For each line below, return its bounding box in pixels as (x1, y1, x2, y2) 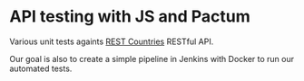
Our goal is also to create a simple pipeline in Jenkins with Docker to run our (9, 53, 295, 64)
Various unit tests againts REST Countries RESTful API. (9, 36, 214, 47)
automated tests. (9, 63, 73, 74)
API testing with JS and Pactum (9, 6, 251, 27)
